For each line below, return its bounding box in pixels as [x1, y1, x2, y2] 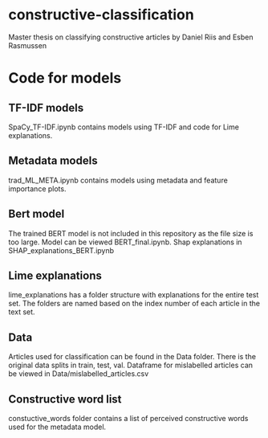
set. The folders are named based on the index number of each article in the [8, 299, 261, 309]
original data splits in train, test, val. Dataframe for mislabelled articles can [8, 360, 254, 370]
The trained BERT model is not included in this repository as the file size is [8, 228, 254, 238]
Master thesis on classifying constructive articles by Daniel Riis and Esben [8, 32, 254, 42]
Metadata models [8, 154, 98, 168]
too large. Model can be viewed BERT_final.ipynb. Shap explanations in [8, 237, 242, 247]
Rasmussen [8, 40, 47, 50]
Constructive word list [8, 392, 122, 406]
